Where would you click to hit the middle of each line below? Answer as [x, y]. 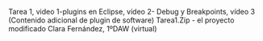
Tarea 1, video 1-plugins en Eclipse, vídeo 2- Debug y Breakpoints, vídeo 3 [132, 12]
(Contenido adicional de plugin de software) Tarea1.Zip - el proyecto [121, 20]
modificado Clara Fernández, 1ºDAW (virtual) [83, 29]
